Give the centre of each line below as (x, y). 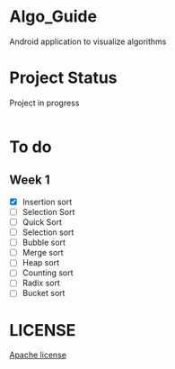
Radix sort (41, 283)
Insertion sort (47, 202)
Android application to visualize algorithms (88, 41)
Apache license (38, 355)
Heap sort (41, 263)
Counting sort (48, 273)
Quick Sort (42, 222)
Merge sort (43, 253)
